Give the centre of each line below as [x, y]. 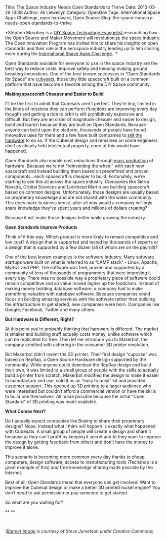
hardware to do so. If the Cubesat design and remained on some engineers [82, 140]
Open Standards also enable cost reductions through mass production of [79, 160]
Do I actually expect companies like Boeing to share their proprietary [75, 421]
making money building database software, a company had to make [74, 289]
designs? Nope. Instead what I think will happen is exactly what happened [80, 426]
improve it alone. [22, 447]
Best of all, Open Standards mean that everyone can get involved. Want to [80, 482]
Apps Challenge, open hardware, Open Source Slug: [58, 18]
